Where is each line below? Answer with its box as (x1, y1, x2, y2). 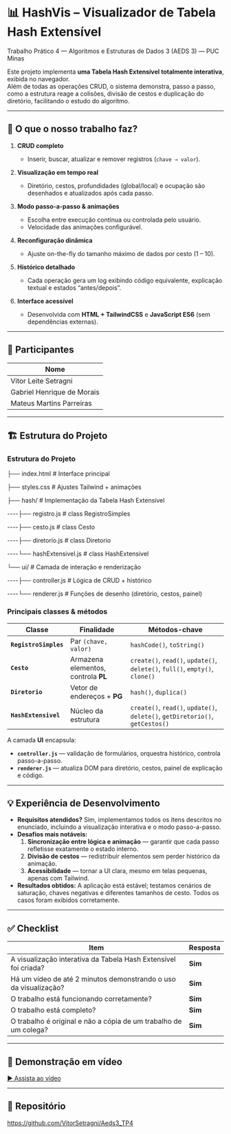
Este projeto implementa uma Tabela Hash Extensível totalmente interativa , (7, 67, 224, 76)
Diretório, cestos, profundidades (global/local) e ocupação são (27, 181, 206, 189)
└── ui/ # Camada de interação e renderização (7, 563, 142, 571)
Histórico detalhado (16, 262, 76, 271)
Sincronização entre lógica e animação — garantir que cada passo (27, 837, 219, 846)
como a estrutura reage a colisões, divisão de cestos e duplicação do (7, 90, 204, 98)
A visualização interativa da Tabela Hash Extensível (10, 954, 177, 964)
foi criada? (10, 963, 45, 973)
